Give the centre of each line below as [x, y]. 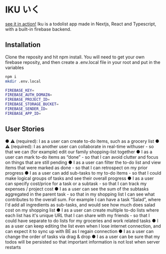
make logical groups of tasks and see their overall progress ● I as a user [80, 178]
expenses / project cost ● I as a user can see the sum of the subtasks [77, 189]
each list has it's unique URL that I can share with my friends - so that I [78, 215]
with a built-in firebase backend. [38, 29]
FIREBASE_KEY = [20, 90]
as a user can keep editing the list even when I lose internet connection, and [83, 226]
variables [14, 67]
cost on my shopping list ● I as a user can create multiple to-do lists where [82, 210]
